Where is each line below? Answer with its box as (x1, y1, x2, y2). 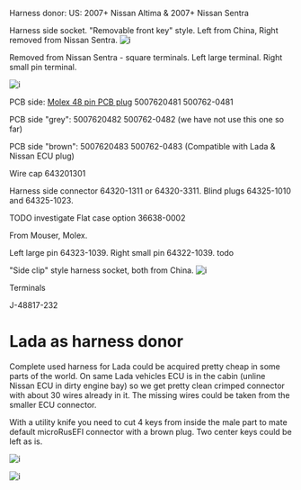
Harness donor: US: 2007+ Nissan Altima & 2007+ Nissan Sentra (9, 8, 250, 18)
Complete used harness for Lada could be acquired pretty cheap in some (9, 360, 281, 372)
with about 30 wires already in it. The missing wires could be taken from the (9, 389, 290, 400)
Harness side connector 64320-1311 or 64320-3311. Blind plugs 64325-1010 (9, 186, 292, 196)
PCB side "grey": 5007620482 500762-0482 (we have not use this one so (9, 114, 285, 124)
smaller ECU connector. (9, 399, 97, 410)
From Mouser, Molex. (9, 230, 88, 240)
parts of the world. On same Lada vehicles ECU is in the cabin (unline (9, 370, 266, 381)
